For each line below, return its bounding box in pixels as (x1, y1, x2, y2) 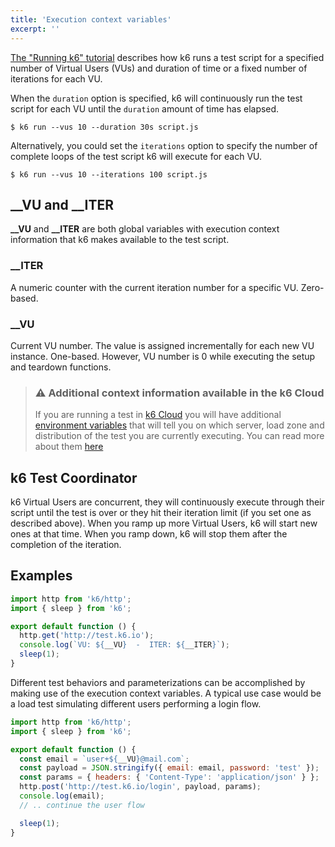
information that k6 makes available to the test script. (10, 234, 230, 246)
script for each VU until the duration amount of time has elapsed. (10, 102, 280, 115)
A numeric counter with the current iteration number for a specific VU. (10, 281, 299, 293)
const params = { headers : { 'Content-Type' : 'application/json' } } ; (19, 772, 320, 783)
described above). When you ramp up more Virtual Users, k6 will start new (10, 517, 318, 530)
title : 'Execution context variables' (10, 14, 172, 25)
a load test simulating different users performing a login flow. (10, 697, 262, 710)
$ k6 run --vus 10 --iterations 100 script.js (10, 169, 208, 180)
